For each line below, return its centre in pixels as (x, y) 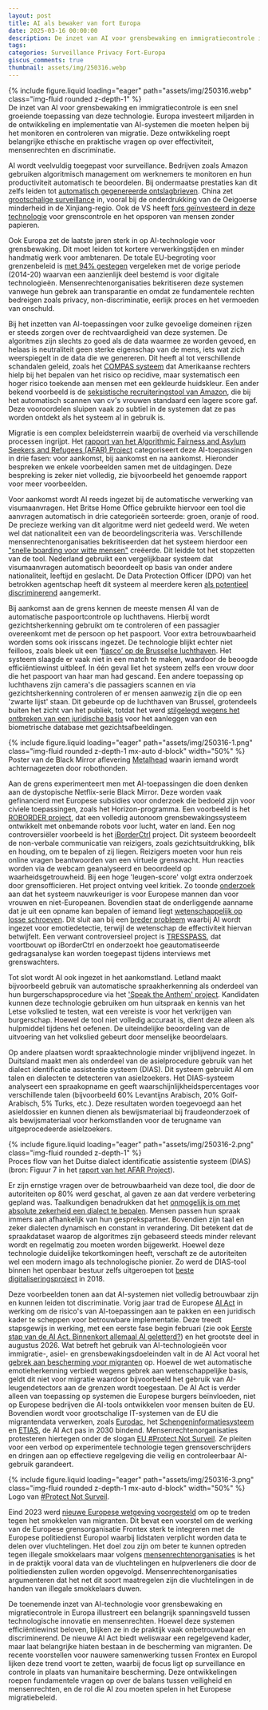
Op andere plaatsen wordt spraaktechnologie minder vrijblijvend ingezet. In (132, 1052)
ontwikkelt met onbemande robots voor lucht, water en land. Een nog (122, 826)
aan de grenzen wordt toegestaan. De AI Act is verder (152, 1387)
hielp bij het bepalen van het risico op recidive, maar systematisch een (124, 375)
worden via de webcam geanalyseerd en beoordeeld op (100, 868)
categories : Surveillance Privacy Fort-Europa (87, 53)
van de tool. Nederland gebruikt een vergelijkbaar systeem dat (111, 558)
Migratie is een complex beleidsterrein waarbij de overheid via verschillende (134, 432)
